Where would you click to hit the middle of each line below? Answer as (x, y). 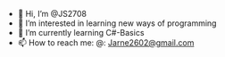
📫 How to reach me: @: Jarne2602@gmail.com (106, 43)
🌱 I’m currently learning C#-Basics (81, 33)
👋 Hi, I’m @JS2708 (52, 14)
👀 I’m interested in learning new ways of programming (117, 23)
